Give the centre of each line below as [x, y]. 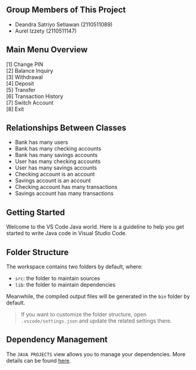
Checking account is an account [55, 174]
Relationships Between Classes [67, 128]
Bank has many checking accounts [58, 149]
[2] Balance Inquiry [30, 70]
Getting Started [36, 212]
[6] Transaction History [35, 96]
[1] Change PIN [25, 64]
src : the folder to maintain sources [58, 279]
